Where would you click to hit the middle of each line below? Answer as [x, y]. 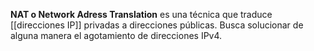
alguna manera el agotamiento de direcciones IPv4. [116, 35]
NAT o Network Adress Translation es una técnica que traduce [141, 14]
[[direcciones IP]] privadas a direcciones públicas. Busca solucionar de [157, 25]
